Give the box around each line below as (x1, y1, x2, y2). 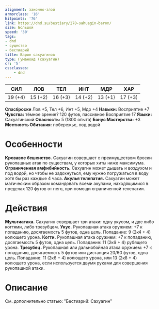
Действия (5, 203, 48, 213)
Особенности (5, 139, 63, 150)
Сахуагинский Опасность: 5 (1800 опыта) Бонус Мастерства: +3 (5, 116, 141, 122)
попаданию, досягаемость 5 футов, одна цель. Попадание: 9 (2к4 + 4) (5, 229, 151, 235)
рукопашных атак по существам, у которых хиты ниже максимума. (5, 160, 145, 165)
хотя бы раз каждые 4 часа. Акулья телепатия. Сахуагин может (5, 175, 140, 181)
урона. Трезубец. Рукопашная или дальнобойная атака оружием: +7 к (5, 244, 152, 250)
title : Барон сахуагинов (5, 52, 55, 57)
